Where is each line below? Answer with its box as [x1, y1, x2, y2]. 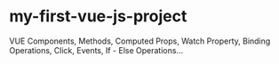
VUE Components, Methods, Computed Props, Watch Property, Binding [9, 36, 271, 46]
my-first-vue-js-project [9, 6, 187, 27]
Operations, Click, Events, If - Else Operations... [9, 44, 184, 55]
